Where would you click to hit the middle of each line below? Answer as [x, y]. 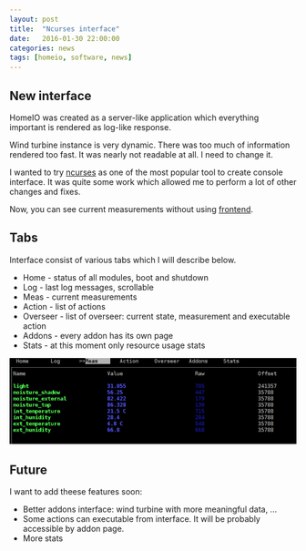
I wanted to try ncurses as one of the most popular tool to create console [147, 172]
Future [29, 469]
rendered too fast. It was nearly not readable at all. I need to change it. [141, 154]
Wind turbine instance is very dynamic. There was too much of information [150, 145]
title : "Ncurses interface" [65, 29]
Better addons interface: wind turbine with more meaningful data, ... [150, 509]
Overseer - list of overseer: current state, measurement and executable [156, 316]
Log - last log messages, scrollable [88, 287]
